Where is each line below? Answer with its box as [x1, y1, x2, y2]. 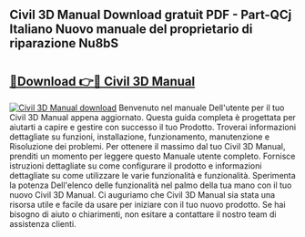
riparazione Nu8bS [9, 36, 119, 51]
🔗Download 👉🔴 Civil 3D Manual [9, 73, 196, 89]
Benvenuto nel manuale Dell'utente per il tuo [117, 102, 285, 113]
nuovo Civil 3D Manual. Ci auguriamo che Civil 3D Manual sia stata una [9, 190, 276, 200]
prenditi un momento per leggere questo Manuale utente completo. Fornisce [9, 150, 296, 161]
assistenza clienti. [9, 219, 77, 229]
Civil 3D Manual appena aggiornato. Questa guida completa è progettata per [9, 112, 296, 122]
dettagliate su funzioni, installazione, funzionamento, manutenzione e [9, 131, 270, 142]
